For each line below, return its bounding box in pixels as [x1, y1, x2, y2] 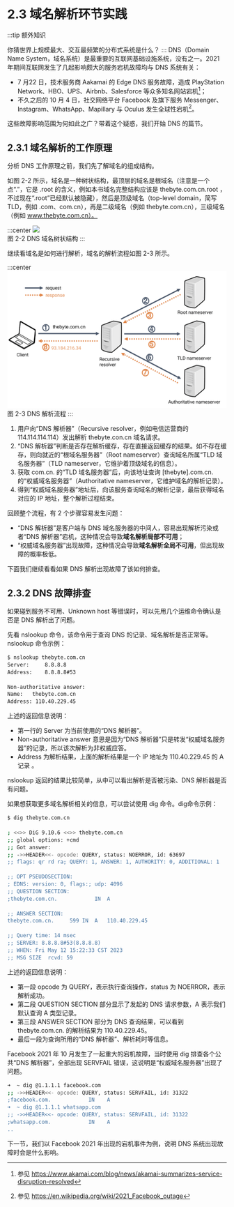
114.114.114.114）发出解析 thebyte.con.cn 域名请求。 [17, 433, 164, 441]
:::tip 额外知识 [7, 31, 47, 39]
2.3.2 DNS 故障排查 [7, 587, 91, 599]
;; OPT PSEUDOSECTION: [7, 873, 73, 881]
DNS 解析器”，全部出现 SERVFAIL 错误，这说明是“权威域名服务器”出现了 [16, 1058, 223, 1067]
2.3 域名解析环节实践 [7, 6, 127, 22]
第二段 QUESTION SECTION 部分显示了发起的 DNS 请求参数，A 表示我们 [17, 1000, 226, 1008]
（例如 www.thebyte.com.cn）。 [7, 211, 98, 220]
